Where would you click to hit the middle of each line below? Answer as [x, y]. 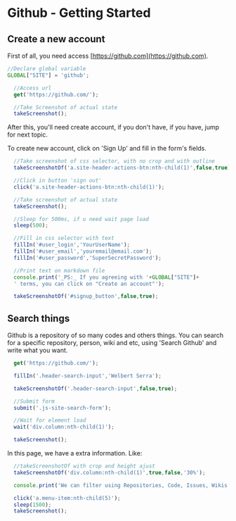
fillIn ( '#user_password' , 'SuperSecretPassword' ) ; [87, 258]
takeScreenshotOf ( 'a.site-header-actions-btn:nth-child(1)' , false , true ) [122, 168]
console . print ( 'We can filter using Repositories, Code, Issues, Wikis [121, 485]
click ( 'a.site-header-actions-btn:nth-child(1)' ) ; [89, 187]
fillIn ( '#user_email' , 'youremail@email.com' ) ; [83, 251]
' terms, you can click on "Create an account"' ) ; [89, 284]
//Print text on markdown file [59, 270]
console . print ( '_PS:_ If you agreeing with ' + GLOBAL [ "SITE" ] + [106, 277]
